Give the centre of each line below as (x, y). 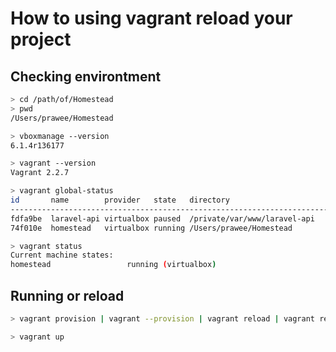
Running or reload (67, 295)
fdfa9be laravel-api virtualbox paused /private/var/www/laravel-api (162, 218)
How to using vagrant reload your (151, 18)
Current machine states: (62, 255)
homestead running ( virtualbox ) (113, 265)
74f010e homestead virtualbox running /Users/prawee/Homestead (151, 228)
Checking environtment (86, 76)
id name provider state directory (120, 200)
